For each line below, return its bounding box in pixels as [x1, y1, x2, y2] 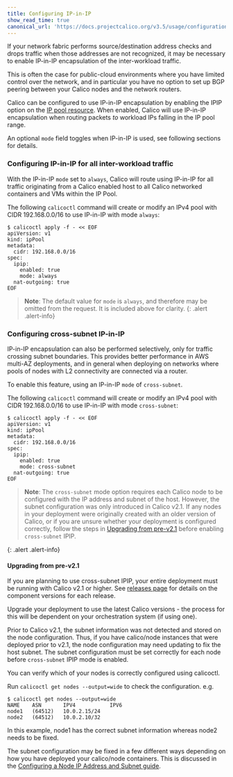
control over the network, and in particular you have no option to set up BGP [7, 78, 225, 86]
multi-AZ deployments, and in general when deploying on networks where [7, 359, 219, 368]
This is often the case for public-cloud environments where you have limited [7, 70, 225, 79]
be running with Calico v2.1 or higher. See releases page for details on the [7, 584, 218, 593]
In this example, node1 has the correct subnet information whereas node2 [7, 726, 218, 735]
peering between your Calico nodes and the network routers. [7, 85, 182, 94]
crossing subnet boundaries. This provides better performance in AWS [7, 352, 209, 360]
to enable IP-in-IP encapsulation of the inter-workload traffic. [7, 57, 182, 65]
